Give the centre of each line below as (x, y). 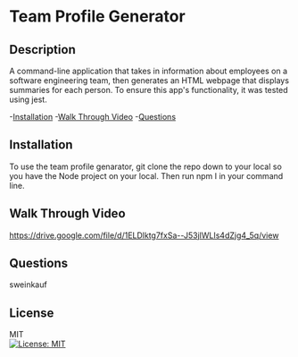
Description (42, 50)
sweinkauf (28, 285)
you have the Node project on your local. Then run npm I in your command (146, 175)
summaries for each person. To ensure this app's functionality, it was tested (149, 90)
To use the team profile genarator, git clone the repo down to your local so (146, 166)
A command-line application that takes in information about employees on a (149, 71)
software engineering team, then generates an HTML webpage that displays (149, 81)
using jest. (28, 99)
